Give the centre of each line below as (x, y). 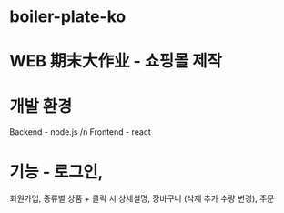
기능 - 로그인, (56, 172)
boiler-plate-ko (68, 17)
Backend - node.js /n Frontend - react (81, 132)
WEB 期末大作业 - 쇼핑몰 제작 (116, 61)
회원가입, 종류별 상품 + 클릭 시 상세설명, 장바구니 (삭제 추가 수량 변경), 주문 (142, 198)
